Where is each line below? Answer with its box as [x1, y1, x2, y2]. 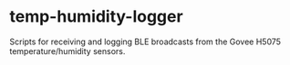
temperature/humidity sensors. [9, 45, 126, 56]
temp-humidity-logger [9, 6, 184, 27]
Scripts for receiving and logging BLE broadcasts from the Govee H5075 [9, 36, 281, 47]
